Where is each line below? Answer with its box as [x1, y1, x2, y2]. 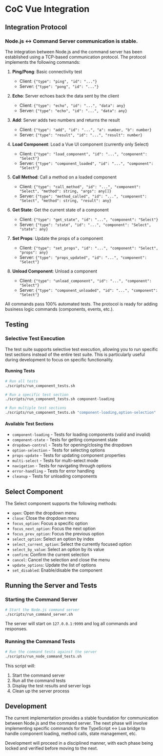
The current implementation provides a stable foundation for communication [5, 715, 159, 721]
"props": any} [19, 250, 48, 255]
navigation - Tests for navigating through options [12, 463, 112, 469]
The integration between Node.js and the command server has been [5, 49, 143, 54]
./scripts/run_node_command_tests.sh [5, 654, 82, 659]
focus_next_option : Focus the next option [12, 526, 96, 531]
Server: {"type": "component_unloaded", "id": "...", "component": [19, 287, 158, 293]
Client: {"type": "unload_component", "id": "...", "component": [19, 277, 152, 283]
